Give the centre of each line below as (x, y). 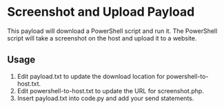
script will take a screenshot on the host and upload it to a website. (102, 38)
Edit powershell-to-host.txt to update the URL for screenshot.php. (111, 90)
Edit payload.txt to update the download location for (91, 76)
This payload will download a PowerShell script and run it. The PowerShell (112, 31)
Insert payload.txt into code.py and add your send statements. (105, 98)
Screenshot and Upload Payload (101, 12)
